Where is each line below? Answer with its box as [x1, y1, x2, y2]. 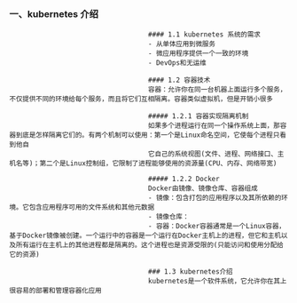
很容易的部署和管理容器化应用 [9, 286, 102, 295]
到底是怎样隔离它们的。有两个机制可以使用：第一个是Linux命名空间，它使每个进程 [15, 131, 273, 140]
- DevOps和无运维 [147, 59, 207, 68]
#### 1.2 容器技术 [147, 76, 211, 85]
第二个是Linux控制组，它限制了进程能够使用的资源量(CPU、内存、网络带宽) [39, 159, 277, 168]
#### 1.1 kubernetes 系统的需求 [147, 30, 262, 39]
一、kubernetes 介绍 [9, 7, 99, 20]
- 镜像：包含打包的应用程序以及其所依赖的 [147, 194, 282, 203]
